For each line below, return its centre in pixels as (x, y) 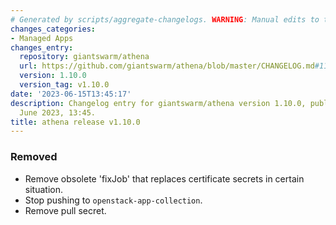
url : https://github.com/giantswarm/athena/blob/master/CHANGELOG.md (167, 66)
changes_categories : (53, 29)
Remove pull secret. (65, 210)
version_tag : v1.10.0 (64, 85)
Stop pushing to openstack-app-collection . (113, 200)
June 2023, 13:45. (58, 112)
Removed (34, 157)
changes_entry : (42, 47)
